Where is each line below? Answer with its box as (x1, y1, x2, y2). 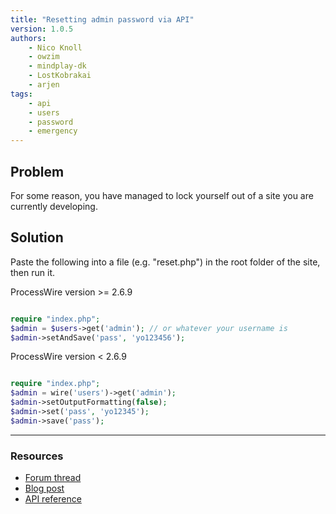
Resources (10, 449, 64, 463)
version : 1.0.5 (10, 24, 74, 34)
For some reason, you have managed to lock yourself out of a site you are (10, 189, 314, 201)
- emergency (28, 126, 78, 136)
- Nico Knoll (28, 42, 83, 53)
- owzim (28, 52, 60, 62)
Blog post (24, 482, 65, 495)
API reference (24, 493, 82, 505)
